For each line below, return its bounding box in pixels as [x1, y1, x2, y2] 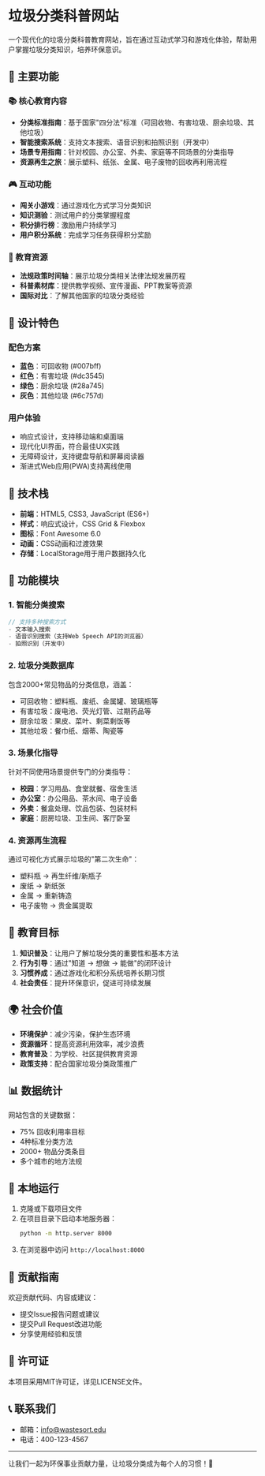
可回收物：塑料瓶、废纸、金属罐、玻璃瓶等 [19, 696, 159, 706]
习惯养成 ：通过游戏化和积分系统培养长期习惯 [19, 968, 166, 977]
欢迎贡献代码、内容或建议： [8, 1293, 99, 1302]
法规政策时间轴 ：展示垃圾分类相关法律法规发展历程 [19, 271, 186, 281]
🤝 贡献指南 [8, 1270, 59, 1284]
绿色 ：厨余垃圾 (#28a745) [19, 380, 105, 390]
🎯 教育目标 [8, 926, 59, 940]
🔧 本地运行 [8, 1181, 59, 1195]
